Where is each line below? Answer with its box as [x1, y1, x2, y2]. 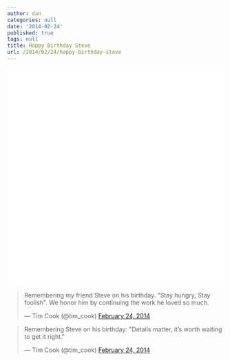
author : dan [7, 10, 41, 17]
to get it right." [23, 332, 65, 340]
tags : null [7, 36, 39, 43]
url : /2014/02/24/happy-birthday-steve [7, 49, 122, 56]
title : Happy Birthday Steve [7, 42, 91, 49]
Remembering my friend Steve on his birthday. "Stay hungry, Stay [23, 291, 211, 299]
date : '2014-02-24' [7, 23, 63, 30]
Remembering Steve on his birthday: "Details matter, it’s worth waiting [23, 325, 222, 333]
